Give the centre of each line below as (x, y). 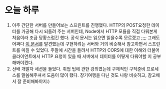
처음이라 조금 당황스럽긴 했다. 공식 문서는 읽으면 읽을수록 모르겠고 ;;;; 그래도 (86, 37)
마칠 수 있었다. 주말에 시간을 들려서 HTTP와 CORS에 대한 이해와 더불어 (90, 50)
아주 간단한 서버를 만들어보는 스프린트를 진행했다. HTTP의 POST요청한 (81, 25)
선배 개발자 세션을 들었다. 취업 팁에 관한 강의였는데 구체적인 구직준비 (78, 68)
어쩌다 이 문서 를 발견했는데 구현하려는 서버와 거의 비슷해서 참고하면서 (79, 43)
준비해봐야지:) (36, 81)
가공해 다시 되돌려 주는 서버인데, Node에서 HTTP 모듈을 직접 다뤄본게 (89, 31)
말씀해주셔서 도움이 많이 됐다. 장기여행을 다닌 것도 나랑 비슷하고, (84, 75)
